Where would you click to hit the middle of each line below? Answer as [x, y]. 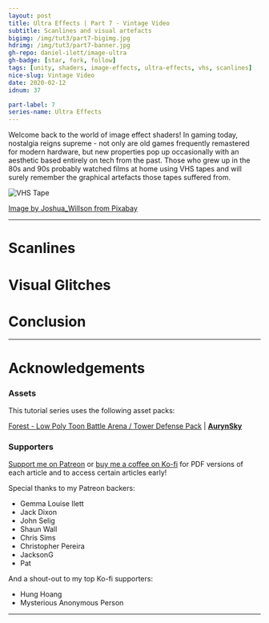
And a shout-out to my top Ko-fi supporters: [81, 579]
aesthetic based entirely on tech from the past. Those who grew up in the [129, 160]
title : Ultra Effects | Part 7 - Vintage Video [89, 23]
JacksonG [36, 555]
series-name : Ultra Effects [55, 112]
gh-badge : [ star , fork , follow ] [62, 61]
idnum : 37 [25, 90]
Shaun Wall [38, 529]
